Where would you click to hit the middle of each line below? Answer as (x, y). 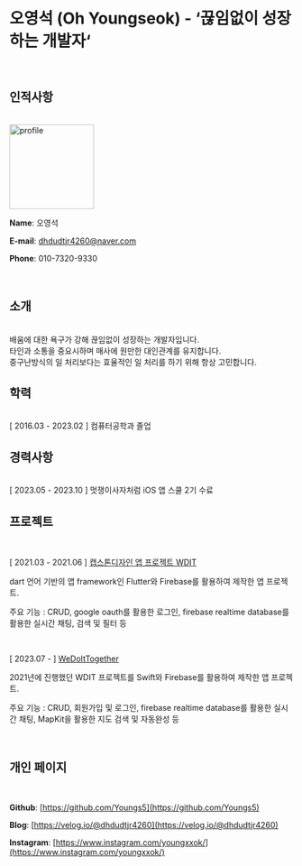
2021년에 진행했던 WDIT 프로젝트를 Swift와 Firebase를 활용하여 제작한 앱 (139, 677)
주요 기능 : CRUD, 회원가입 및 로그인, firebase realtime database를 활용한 (141, 708)
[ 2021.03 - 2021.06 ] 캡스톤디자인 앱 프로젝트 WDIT (103, 562)
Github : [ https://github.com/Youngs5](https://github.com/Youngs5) (134, 807)
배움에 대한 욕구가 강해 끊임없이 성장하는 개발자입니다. (105, 339)
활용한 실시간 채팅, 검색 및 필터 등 (68, 623)
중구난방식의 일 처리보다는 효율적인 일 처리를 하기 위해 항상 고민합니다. (133, 362)
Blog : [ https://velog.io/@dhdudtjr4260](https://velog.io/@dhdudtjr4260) (144, 825)
